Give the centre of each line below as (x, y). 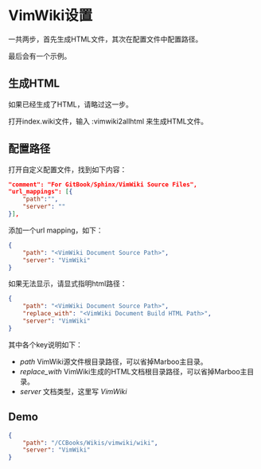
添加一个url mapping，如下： (56, 230)
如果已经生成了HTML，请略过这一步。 (71, 104)
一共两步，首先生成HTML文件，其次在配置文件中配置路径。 (105, 39)
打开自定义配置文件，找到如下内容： (68, 169)
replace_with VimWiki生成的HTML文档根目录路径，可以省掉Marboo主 (133, 371)
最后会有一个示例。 (40, 56)
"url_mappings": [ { (41, 192)
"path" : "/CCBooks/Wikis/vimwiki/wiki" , (90, 443)
